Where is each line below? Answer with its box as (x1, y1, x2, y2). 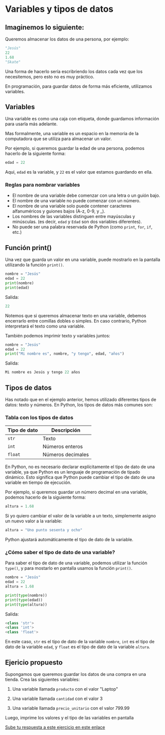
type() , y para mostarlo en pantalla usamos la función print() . (5, 565, 133, 571)
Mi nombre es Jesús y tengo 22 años (5, 370, 80, 375)
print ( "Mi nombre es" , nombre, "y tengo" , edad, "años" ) (5, 351, 125, 356)
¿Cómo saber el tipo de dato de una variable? (5, 549, 115, 555)
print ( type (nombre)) (5, 593, 48, 598)
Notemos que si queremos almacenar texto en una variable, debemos (5, 312, 146, 319)
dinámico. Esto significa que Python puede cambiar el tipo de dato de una (5, 475, 155, 480)
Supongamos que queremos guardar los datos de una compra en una (5, 671, 146, 677)
